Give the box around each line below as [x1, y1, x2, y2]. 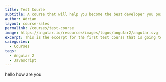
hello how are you [5, 71, 41, 77]
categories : [5, 40, 30, 44]
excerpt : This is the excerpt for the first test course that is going [5, 35, 156, 40]
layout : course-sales [5, 21, 50, 26]
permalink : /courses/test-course [5, 26, 74, 31]
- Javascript [9, 58, 37, 63]
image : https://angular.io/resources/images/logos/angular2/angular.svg [5, 30, 158, 35]
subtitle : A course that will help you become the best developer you [5, 12, 154, 17]
